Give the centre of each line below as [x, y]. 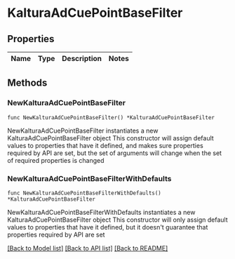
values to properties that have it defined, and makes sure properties [105, 145]
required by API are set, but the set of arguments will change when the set [115, 153]
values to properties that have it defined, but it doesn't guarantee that [108, 227]
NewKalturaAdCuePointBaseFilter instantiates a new [83, 131]
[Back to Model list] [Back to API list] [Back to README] [88, 248]
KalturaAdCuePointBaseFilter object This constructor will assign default [110, 138]
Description [82, 59]
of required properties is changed [56, 160]
